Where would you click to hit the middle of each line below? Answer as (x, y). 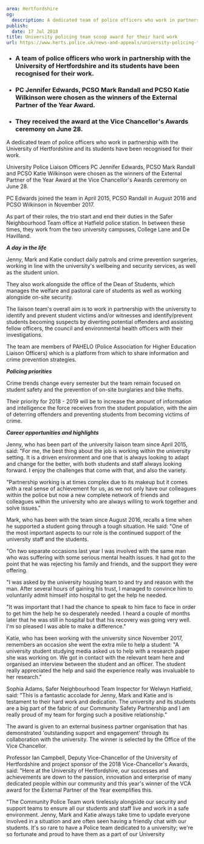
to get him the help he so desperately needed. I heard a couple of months (98, 614)
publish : (17, 26)
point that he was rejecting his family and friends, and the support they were (102, 564)
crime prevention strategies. (42, 360)
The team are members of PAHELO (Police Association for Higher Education (101, 346)
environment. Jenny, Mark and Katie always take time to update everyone (98, 815)
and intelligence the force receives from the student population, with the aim (102, 408)
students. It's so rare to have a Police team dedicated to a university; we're (100, 828)
